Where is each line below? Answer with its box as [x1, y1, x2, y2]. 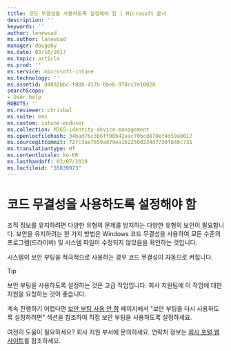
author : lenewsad [7, 29, 57, 37]
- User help [7, 94, 41, 101]
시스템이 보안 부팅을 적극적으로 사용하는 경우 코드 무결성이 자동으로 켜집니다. [7, 253, 214, 261]
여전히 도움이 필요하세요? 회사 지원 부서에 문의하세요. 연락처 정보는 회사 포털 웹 [7, 327, 220, 336]
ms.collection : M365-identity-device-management [7, 126, 150, 133]
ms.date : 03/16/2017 [7, 49, 67, 56]
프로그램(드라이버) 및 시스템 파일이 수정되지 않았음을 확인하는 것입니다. [7, 238, 198, 246]
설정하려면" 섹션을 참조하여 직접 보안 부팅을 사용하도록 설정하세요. [14, 313, 192, 321]
